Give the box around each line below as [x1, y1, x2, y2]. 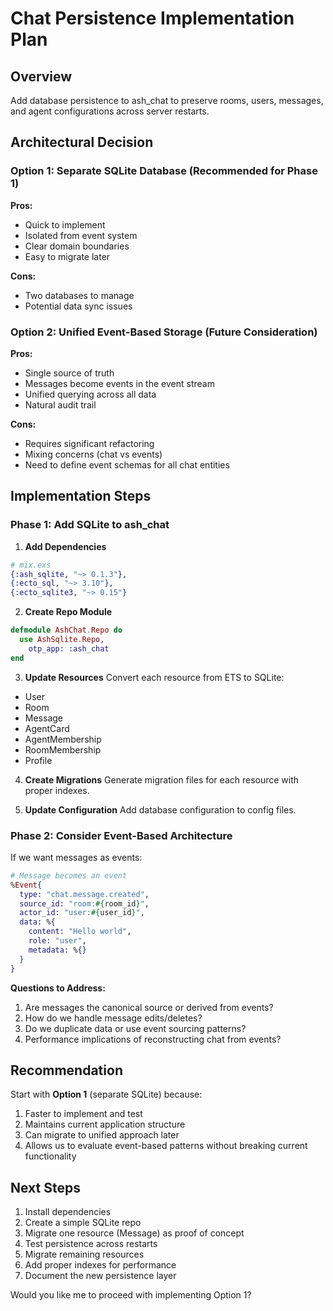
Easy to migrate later [24, 250, 111, 262]
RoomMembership [24, 743, 102, 756]
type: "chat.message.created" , [19, 889, 150, 899]
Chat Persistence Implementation [10, 7, 295, 30]
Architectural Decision [10, 134, 154, 151]
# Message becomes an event [10, 870, 128, 881]
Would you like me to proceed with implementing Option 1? [10, 1289, 252, 1301]
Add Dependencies [24, 540, 107, 552]
